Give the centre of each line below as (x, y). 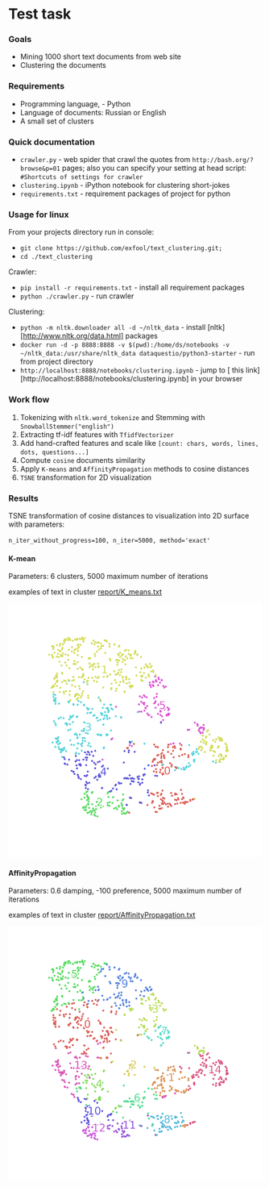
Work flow (29, 400)
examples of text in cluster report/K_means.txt (85, 592)
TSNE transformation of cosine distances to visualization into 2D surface (129, 515)
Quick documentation (52, 142)
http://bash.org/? (223, 160)
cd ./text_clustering (56, 257)
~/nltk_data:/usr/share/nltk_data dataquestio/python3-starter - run (137, 353)
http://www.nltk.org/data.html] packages (91, 336)
